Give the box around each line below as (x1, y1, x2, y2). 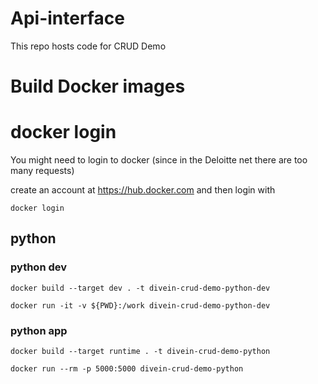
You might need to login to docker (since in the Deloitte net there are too (10, 154, 308, 166)
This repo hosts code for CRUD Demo (10, 40, 167, 52)
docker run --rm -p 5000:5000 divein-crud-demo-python (10, 364, 244, 374)
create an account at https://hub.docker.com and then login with (10, 184, 276, 196)
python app (10, 323, 68, 337)
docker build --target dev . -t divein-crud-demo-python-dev (10, 283, 271, 293)
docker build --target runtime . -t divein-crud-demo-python (10, 347, 271, 357)
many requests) (10, 165, 75, 177)
